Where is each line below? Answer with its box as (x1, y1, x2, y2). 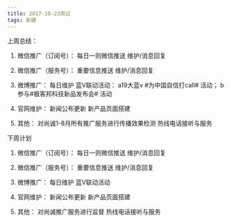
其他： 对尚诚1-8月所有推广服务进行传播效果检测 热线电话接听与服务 (17, 119, 213, 127)
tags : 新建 (7, 17, 37, 24)
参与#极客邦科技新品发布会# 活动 (17, 89, 112, 98)
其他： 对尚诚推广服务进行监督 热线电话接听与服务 (17, 207, 161, 216)
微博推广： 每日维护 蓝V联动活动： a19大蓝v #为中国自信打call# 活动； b (17, 80, 224, 89)
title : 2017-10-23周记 (7, 10, 71, 17)
